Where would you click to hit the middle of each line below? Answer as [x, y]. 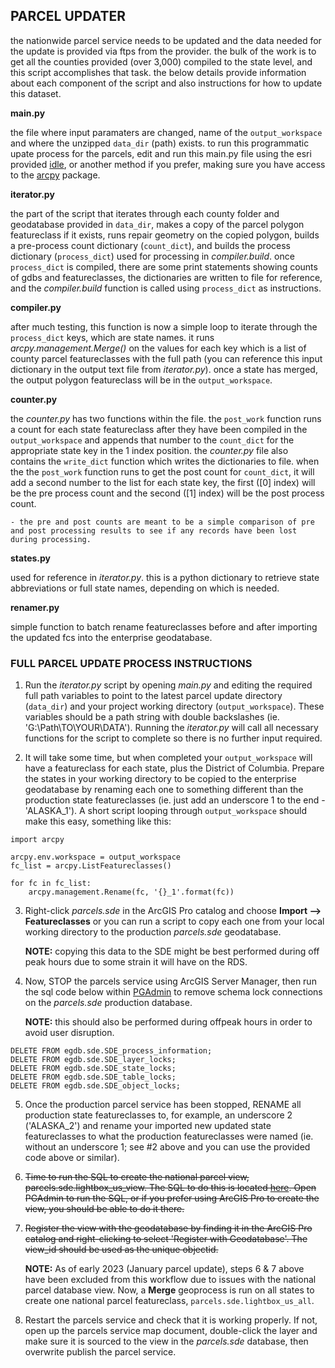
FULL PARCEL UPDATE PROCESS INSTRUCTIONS [131, 663]
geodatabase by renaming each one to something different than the [164, 790]
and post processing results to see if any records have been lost [154, 530]
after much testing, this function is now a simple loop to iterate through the [164, 326]
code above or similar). [72, 1158]
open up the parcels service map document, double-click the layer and [171, 1331]
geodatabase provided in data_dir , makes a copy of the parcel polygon [157, 224]
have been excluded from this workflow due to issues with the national [170, 1280]
